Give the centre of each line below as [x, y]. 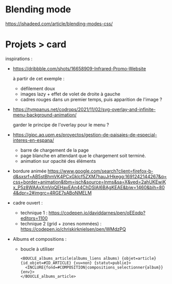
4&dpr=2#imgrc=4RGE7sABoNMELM [52, 193]
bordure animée [30, 171]
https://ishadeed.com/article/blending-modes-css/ [59, 24]
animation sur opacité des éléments [58, 161]
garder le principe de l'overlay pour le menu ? [61, 125]
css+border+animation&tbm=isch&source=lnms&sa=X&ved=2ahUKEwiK [89, 182]
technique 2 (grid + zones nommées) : [61, 223]
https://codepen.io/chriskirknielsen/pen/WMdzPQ [73, 229]
